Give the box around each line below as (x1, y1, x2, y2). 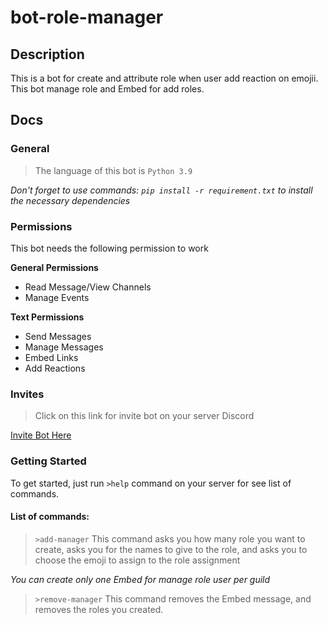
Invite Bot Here (10, 429, 72, 441)
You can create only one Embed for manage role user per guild (10, 573, 271, 585)
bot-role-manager (10, 6, 164, 29)
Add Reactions (24, 362, 86, 374)
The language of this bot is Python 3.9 (34, 164, 193, 176)
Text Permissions (10, 311, 85, 323)
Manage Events (24, 291, 90, 303)
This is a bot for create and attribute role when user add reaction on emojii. (10, 72, 319, 84)
